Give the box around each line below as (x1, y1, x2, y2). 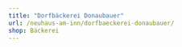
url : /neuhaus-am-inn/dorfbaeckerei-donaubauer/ (8, 19, 175, 27)
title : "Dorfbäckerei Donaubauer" (8, 11, 125, 20)
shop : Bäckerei (8, 26, 60, 34)
